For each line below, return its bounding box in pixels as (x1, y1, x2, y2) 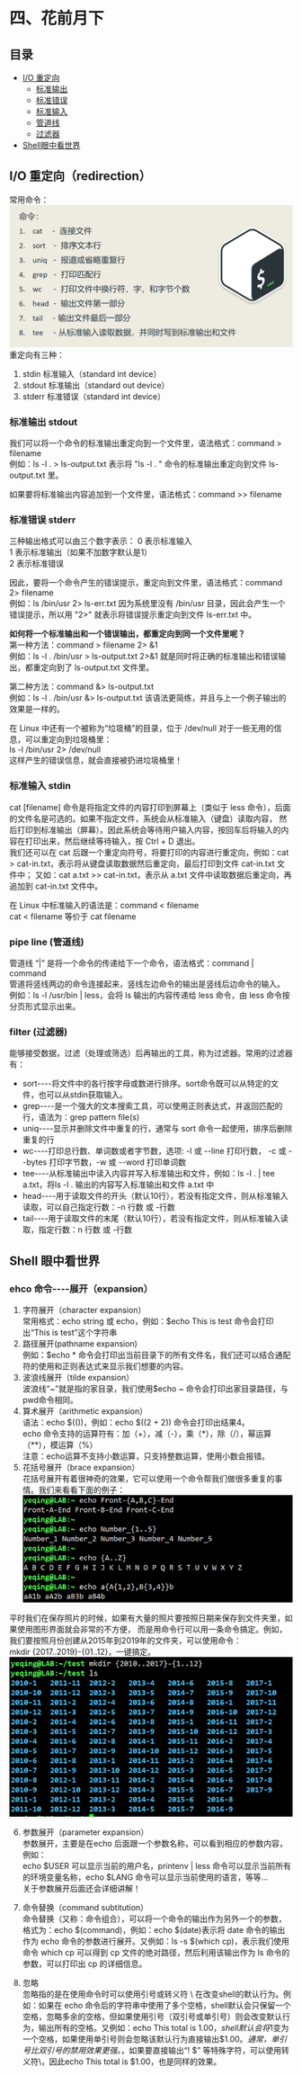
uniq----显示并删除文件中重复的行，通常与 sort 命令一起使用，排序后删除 (22, 1123, 293, 1134)
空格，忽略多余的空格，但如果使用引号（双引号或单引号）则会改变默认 (22, 2011, 283, 2022)
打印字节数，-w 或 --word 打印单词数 (49, 1157, 187, 1167)
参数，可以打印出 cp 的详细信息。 (22, 1958, 147, 1970)
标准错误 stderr (9, 514, 76, 526)
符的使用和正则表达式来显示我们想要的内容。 (22, 1360, 189, 1372)
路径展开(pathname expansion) (22, 1337, 138, 1349)
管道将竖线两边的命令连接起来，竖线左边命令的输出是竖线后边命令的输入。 (9, 978, 285, 989)
